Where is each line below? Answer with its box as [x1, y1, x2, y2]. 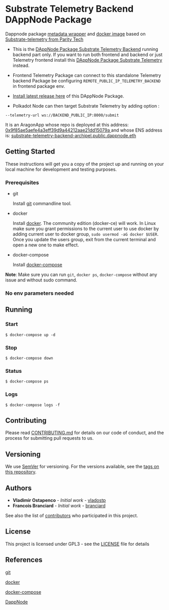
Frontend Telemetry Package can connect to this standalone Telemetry [12, 72, 161, 78]
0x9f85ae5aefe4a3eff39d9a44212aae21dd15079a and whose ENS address [5, 127, 162, 133]
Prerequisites [5, 179, 39, 186]
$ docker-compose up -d [5, 332, 56, 337]
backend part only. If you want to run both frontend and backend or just [12, 52, 163, 58]
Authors [5, 484, 32, 492]
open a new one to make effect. [12, 242, 79, 248]
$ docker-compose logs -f [5, 402, 60, 408]
